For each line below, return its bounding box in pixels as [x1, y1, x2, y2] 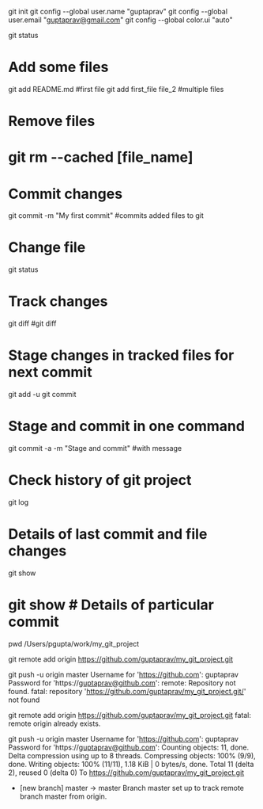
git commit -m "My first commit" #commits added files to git [8, 211, 204, 220]
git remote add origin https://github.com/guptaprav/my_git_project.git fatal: [8, 710, 251, 719]
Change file [8, 239, 86, 257]
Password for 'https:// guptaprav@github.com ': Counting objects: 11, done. [8, 742, 250, 752]
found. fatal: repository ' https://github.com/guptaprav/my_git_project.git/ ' [8, 686, 246, 696]
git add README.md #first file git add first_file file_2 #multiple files [8, 84, 224, 93]
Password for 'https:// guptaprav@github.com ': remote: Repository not [8, 677, 236, 688]
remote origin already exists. [8, 719, 101, 728]
